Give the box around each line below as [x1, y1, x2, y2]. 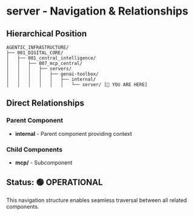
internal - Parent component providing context [15, 130, 132, 137]
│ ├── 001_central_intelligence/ [6, 55, 96, 61]
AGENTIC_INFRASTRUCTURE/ [6, 44, 69, 50]
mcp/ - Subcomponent [15, 159, 73, 166]
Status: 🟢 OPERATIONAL [6, 177, 103, 187]
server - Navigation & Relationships [6, 4, 189, 18]
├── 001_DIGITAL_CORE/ [6, 50, 64, 56]
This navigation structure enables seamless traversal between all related [6, 196, 187, 204]
